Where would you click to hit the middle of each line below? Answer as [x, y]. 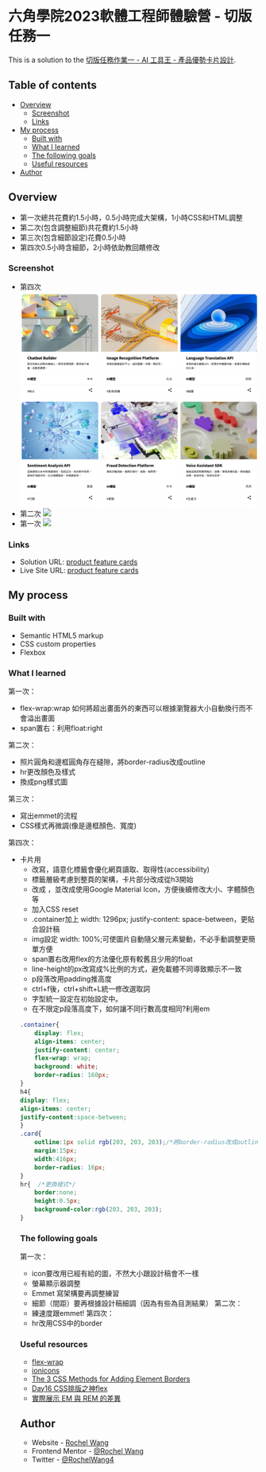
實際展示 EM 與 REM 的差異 [76, 1398]
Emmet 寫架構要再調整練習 [75, 1294]
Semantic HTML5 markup [62, 635]
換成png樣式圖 [44, 782]
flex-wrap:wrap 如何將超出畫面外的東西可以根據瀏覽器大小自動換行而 [133, 708]
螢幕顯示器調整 [56, 1283]
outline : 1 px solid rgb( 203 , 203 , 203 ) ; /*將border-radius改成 [136, 1142]
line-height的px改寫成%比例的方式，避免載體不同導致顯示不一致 [137, 969]
